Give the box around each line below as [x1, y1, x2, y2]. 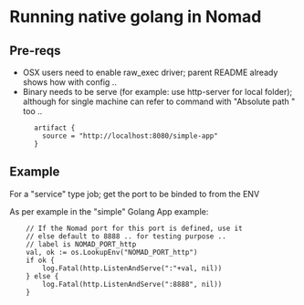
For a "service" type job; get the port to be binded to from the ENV [9, 188, 260, 199]
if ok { [26, 256, 55, 265]
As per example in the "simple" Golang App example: [9, 205, 209, 216]
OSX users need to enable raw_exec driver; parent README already [22, 67, 278, 78]
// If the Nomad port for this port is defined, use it [26, 224, 244, 233]
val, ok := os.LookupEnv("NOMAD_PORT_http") [26, 247, 198, 257]
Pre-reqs [9, 43, 61, 58]
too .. [22, 106, 43, 116]
